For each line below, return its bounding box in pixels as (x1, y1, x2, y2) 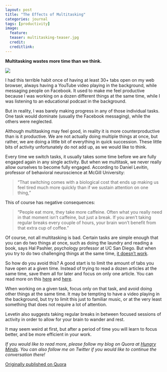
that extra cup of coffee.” (17, 225, 69, 231)
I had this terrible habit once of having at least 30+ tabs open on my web (5, 77, 155, 83)
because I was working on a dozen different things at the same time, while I (5, 93, 161, 99)
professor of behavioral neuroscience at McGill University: (5, 169, 125, 175)
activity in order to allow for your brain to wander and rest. (5, 316, 125, 322)
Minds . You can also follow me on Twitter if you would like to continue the (5, 346, 157, 352)
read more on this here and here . (5, 276, 73, 282)
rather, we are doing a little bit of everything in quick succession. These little (5, 138, 162, 144)
